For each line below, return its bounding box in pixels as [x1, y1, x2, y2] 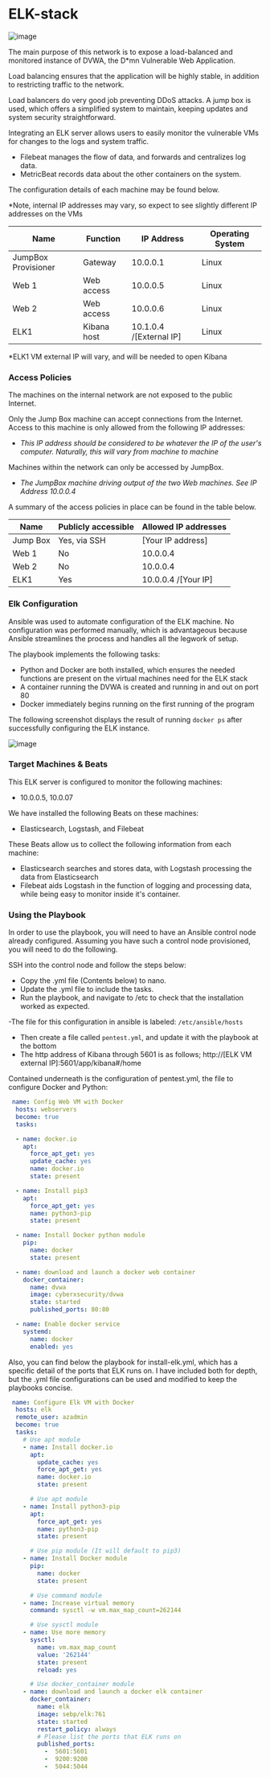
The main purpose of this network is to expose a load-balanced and [8, 47, 233, 56]
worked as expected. [19, 1002, 90, 1011]
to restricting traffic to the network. [8, 80, 125, 89]
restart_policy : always [37, 1725, 117, 1734]
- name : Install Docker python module [15, 1232, 146, 1240]
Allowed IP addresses [141, 521, 227, 533]
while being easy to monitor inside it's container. [19, 889, 181, 899]
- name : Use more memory [22, 1628, 106, 1637]
